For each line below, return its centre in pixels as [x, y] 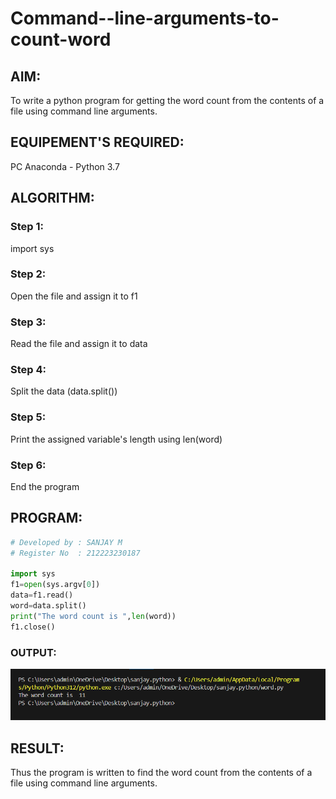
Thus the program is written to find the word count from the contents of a [161, 773]
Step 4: [28, 370]
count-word [61, 39]
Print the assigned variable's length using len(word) [116, 439]
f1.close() [33, 627]
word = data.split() [48, 606]
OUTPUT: [33, 652]
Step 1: [27, 227]
